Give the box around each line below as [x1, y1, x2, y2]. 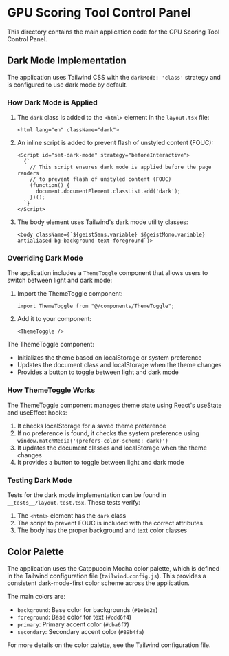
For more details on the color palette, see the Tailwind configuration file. [7, 641, 211, 649]
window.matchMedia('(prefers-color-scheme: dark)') [17, 437, 168, 444]
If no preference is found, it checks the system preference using [17, 428, 199, 437]
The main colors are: [7, 592, 66, 600]
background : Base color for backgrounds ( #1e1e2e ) [17, 605, 158, 613]
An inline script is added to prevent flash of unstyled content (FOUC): [17, 139, 214, 147]
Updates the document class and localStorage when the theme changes [17, 361, 222, 369]
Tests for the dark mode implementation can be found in [7, 490, 166, 499]
